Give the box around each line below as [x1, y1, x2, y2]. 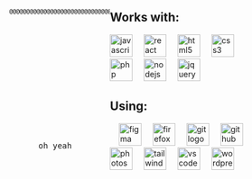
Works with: [109, 10, 181, 25]
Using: [109, 99, 148, 114]
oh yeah [38, 141, 72, 151]
